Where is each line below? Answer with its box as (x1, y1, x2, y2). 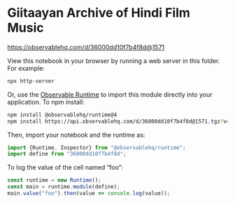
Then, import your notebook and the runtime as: (7, 130, 145, 139)
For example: (7, 64, 45, 72)
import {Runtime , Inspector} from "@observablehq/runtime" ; (7, 144, 187, 151)
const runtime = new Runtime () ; (7, 177, 101, 184)
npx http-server (7, 77, 55, 85)
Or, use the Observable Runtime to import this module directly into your (7, 90, 213, 99)
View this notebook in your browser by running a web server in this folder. (7, 56, 220, 64)
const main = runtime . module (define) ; (7, 184, 120, 191)
